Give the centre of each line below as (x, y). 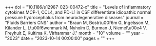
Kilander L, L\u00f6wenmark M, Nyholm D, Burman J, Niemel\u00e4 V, (76, 28)
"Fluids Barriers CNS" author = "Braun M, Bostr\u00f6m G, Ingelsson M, (78, 23)
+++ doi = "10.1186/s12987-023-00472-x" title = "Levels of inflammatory (78, 7)
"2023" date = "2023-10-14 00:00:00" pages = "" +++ (60, 38)
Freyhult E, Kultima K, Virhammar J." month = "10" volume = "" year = (75, 33)
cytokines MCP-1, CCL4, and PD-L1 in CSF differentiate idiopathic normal (78, 12)
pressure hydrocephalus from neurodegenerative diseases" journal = (74, 17)
